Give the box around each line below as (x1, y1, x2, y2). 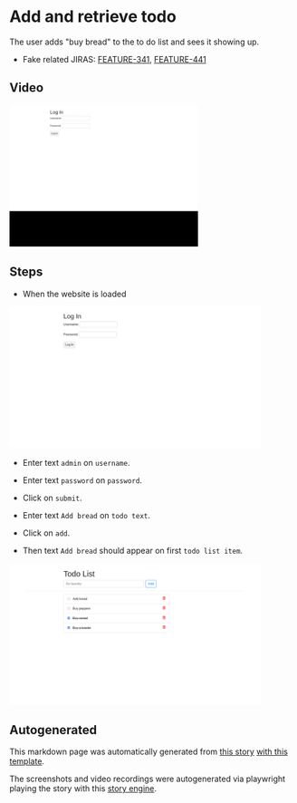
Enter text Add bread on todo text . (22, 509, 151, 520)
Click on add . (22, 527, 71, 538)
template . (9, 756, 45, 767)
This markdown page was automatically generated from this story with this (9, 746, 288, 758)
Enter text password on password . (22, 474, 143, 486)
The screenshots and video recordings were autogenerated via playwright (9, 773, 286, 785)
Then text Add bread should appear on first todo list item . (22, 545, 243, 556)
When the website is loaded (22, 288, 127, 299)
